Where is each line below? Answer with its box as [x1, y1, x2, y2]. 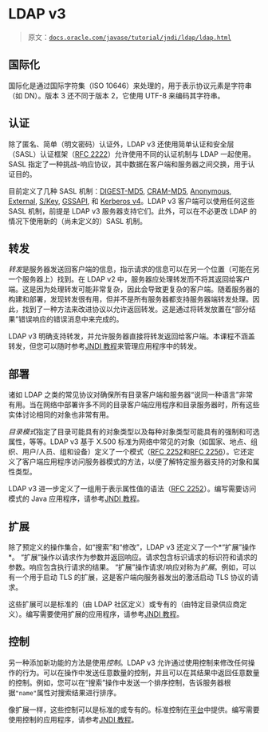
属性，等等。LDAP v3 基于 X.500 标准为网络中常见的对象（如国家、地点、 [8, 437, 251, 446]
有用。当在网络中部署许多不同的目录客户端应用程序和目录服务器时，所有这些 [8, 400, 260, 410]
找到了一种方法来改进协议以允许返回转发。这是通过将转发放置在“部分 [22, 305, 250, 314]
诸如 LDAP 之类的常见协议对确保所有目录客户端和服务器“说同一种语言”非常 [8, 390, 254, 400]
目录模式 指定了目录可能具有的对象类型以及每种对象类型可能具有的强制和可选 [8, 427, 260, 437]
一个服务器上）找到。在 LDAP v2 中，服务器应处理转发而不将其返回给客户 [8, 274, 250, 284]
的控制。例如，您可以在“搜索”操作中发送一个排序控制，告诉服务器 [8, 678, 225, 687]
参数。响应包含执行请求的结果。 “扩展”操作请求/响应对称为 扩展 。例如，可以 [8, 562, 257, 572]
